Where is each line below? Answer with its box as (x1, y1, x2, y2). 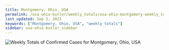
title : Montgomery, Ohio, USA (5, 7, 69, 12)
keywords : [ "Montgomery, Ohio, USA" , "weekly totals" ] (5, 21, 123, 26)
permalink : (5, 12, 28, 17)
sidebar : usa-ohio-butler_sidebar (5, 26, 78, 31)
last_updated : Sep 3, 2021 (5, 16, 62, 21)
